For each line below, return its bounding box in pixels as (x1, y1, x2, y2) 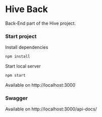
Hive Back (5, 4, 48, 15)
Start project (5, 33, 37, 40)
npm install (5, 54, 30, 59)
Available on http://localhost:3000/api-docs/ (5, 106, 97, 112)
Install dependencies (5, 44, 49, 50)
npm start (5, 73, 26, 78)
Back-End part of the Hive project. (5, 20, 76, 26)
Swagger (5, 94, 28, 101)
